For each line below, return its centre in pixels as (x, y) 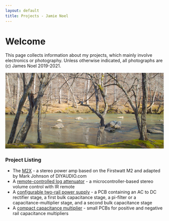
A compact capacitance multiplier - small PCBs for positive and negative (88, 208)
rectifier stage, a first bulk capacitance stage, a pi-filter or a (74, 197)
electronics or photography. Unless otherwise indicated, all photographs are (84, 61)
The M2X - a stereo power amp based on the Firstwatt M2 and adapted (87, 170)
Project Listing (23, 160)
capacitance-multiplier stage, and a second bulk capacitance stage (82, 202)
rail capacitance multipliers (40, 213)
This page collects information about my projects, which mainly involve (79, 55)
